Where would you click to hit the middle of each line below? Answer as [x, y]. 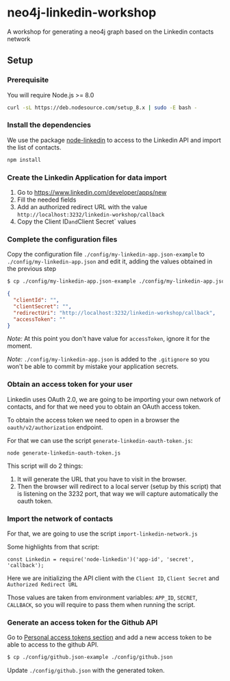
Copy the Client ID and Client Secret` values [77, 222]
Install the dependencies [49, 125]
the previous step [32, 269]
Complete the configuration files [62, 239]
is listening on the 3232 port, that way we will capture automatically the [117, 493]
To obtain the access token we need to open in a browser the [93, 420]
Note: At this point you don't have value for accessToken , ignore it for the [108, 339]
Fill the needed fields [47, 200]
